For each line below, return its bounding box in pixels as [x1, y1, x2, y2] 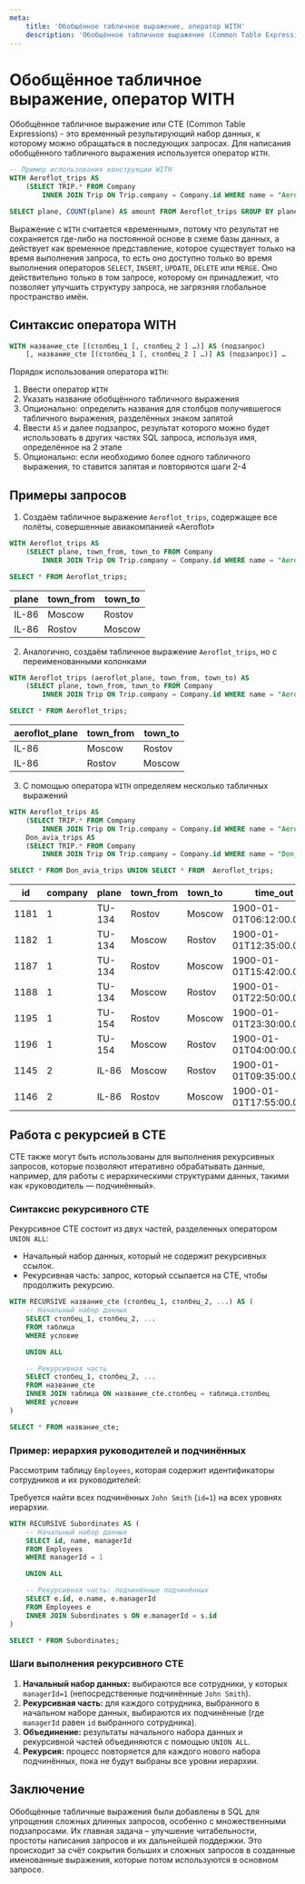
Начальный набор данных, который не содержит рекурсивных [22, 1251, 267, 1261]
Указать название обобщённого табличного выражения [22, 394, 240, 404]
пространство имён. [9, 291, 89, 302]
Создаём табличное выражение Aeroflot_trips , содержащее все [22, 512, 278, 523]
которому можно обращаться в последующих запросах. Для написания [9, 138, 291, 149]
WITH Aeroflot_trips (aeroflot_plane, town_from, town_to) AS [9, 673, 250, 683]
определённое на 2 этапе [22, 442, 123, 453]
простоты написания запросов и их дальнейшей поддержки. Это [9, 1835, 262, 1846]
